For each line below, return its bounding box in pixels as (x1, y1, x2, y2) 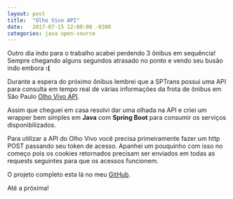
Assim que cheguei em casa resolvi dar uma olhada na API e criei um (7, 106, 207, 114)
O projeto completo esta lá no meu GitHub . (7, 170, 131, 179)
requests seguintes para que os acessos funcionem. (7, 157, 159, 165)
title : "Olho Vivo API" (7, 17, 80, 24)
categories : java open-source (7, 29, 96, 37)
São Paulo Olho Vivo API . (7, 92, 80, 101)
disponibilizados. (7, 121, 56, 130)
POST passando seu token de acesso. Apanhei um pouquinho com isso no (7, 142, 223, 151)
